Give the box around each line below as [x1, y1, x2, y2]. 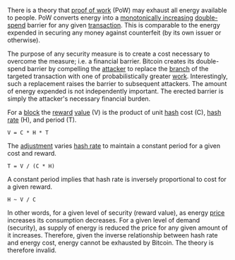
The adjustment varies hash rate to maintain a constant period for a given [7, 142, 221, 150]
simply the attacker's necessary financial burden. [7, 94, 151, 103]
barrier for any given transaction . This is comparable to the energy [27, 21, 221, 29]
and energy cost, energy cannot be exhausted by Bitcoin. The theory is [7, 239, 214, 247]
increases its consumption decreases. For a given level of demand [7, 216, 200, 224]
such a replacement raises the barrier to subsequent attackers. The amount [7, 80, 227, 87]
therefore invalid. [7, 246, 57, 254]
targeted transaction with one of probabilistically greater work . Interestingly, [7, 72, 228, 80]
